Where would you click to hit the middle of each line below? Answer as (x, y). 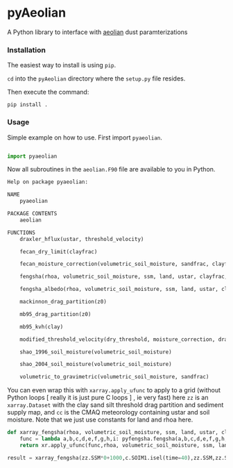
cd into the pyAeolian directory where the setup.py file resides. (96, 78)
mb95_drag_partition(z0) (55, 314)
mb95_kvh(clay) (42, 327)
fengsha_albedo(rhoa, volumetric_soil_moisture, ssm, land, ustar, (119, 290)
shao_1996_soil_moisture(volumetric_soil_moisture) (96, 352)
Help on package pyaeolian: (48, 182)
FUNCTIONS (21, 233)
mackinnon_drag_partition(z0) (63, 302)
